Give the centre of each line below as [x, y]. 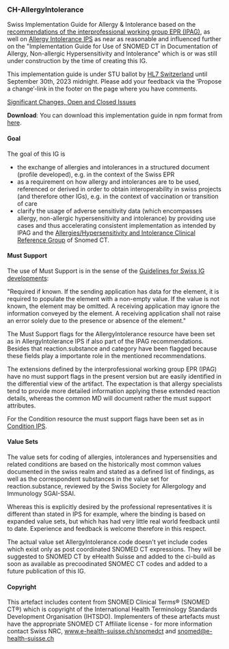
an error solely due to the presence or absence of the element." [97, 320]
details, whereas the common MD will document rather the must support [109, 398]
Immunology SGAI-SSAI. [41, 493]
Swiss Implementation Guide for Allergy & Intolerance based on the [102, 25]
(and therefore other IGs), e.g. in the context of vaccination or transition [118, 196]
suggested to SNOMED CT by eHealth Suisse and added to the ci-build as [111, 556]
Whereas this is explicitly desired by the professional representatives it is [110, 506]
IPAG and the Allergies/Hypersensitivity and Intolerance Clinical [106, 233]
